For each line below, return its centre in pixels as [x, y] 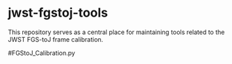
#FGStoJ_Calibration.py [41, 53]
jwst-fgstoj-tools [58, 13]
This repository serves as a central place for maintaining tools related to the [116, 32]
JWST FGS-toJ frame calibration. [56, 39]
